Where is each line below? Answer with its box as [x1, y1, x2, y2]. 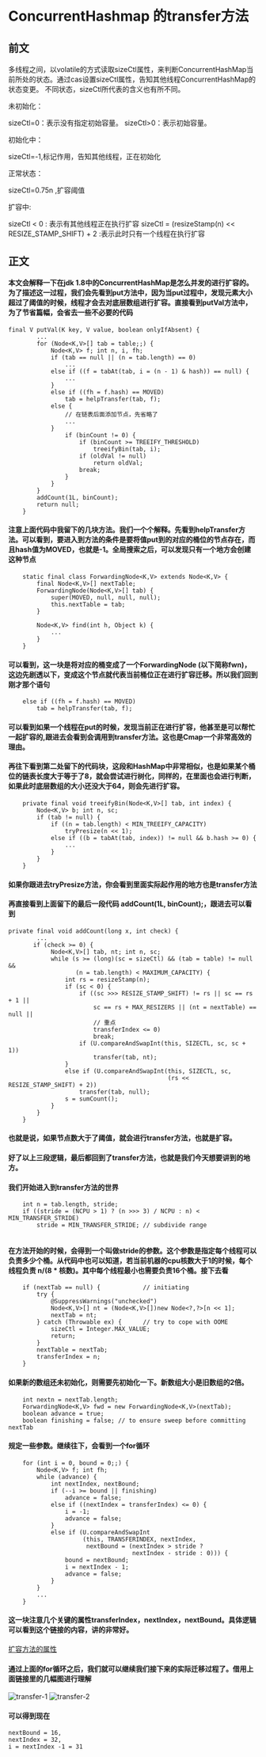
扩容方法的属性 [8, 1644, 57, 1653]
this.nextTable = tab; [50, 600, 126, 608]
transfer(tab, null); [78, 1088, 150, 1096]
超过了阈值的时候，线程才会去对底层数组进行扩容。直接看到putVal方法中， [8, 298, 253, 307]
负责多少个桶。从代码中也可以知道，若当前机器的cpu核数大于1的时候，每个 [8, 1256, 253, 1265]
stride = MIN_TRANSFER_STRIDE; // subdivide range [36, 1221, 207, 1230]
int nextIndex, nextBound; [50, 1480, 140, 1488]
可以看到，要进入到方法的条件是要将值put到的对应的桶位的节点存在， [21, 535, 249, 545]
